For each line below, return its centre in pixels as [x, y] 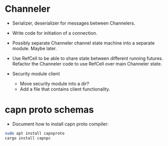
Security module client [36, 74]
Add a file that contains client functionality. [65, 89]
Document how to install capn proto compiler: [60, 124]
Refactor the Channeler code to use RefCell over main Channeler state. [87, 64]
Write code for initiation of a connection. [55, 33]
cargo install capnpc [28, 138]
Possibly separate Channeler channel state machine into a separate [83, 43]
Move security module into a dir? [54, 84]
